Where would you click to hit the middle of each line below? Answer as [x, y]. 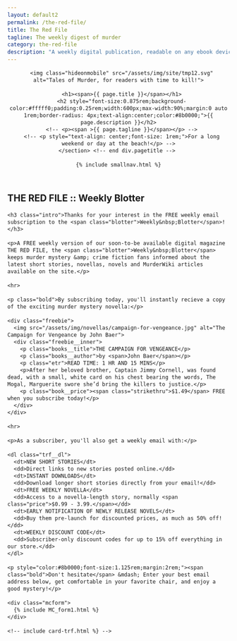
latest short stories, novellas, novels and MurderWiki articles [105, 264]
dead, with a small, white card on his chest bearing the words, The [112, 377]
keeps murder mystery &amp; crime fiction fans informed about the [109, 257]
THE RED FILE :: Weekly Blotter [76, 198]
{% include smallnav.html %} [119, 165]
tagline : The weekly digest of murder [64, 37]
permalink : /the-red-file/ [47, 22]
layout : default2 [33, 15]
